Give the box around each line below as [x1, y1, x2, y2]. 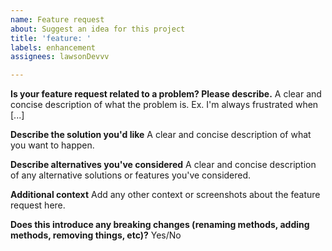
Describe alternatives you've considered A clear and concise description [10, 159, 317, 171]
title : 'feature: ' [10, 33, 92, 43]
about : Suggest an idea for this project [10, 24, 186, 34]
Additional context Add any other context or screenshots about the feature [10, 189, 321, 201]
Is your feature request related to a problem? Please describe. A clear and [10, 88, 322, 100]
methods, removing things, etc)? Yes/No [10, 229, 182, 241]
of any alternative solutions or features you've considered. [10, 169, 252, 181]
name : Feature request [10, 14, 105, 25]
